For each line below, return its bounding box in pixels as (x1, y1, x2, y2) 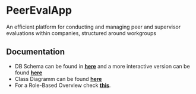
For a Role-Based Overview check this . (14, 82, 111, 89)
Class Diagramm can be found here (14, 75, 102, 82)
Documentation (6, 47, 65, 57)
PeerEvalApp (6, 4, 72, 17)
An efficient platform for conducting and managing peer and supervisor (6, 23, 181, 30)
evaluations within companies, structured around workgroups (6, 29, 156, 36)
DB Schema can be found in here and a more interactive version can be (14, 62, 190, 70)
